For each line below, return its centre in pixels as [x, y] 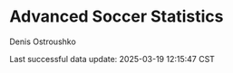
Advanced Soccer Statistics [116, 17]
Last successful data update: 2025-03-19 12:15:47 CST [112, 59]
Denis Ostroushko [43, 41]
